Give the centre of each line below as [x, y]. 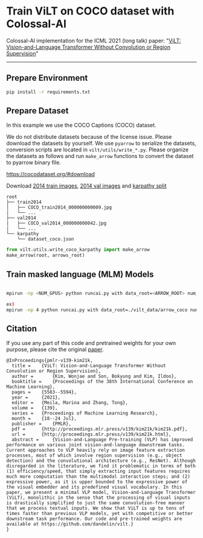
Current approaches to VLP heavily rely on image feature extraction [96, 451]
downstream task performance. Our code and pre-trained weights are [94, 519]
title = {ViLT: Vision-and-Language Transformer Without [89, 366]
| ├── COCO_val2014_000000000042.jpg [56, 223]
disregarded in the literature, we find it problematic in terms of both [101, 466]
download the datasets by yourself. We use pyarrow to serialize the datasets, [101, 144]
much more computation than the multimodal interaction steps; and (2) [98, 477]
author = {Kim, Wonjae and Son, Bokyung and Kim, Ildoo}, [94, 376]
